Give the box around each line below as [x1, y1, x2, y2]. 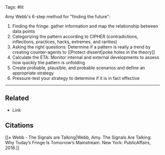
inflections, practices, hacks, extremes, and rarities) [12, 39, 118, 45]
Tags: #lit [5, 4, 24, 10]
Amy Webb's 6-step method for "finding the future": [5, 14, 110, 19]
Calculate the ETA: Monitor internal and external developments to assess [12, 54, 160, 60]
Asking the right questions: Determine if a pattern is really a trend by [12, 44, 151, 50]
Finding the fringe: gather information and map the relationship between [12, 23, 159, 29]
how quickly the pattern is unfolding [12, 60, 85, 65]
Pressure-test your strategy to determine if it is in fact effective [12, 76, 140, 81]
